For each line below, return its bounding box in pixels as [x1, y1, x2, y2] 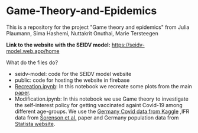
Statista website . [14, 120, 56, 127]
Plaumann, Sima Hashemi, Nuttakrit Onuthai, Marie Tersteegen [6, 29, 158, 36]
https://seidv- [111, 41, 145, 48]
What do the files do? [6, 59, 58, 66]
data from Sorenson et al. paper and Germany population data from [14, 114, 179, 121]
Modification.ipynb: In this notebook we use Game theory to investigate [14, 95, 189, 102]
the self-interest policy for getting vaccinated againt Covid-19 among [14, 101, 183, 108]
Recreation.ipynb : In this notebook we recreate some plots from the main [14, 82, 192, 89]
